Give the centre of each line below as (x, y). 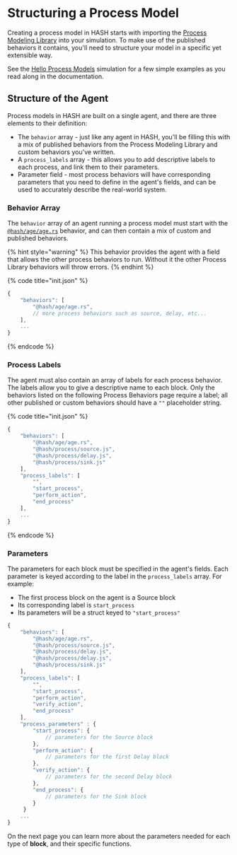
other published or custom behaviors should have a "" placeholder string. (114, 403)
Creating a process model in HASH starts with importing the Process (107, 33)
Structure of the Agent (58, 99)
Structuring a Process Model (93, 13)
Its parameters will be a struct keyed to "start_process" (99, 612)
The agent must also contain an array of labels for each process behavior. (115, 380)
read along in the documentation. (56, 76)
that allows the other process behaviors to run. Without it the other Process (117, 260)
